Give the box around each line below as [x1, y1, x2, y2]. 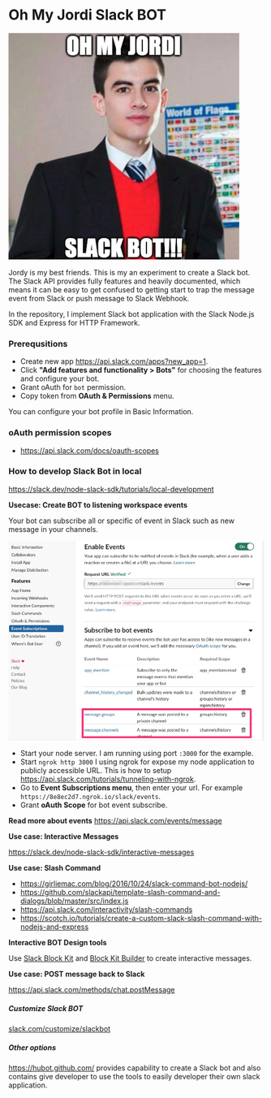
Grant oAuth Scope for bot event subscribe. [19, 800, 168, 810]
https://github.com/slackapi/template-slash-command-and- [19, 888, 221, 897]
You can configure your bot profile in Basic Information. [8, 407, 194, 417]
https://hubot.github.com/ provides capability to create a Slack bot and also [8, 1063, 261, 1073]
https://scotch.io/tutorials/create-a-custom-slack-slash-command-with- [19, 914, 262, 923]
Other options [8, 1042, 57, 1053]
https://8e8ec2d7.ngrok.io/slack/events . [19, 792, 161, 802]
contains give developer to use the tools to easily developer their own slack [8, 1072, 260, 1082]
